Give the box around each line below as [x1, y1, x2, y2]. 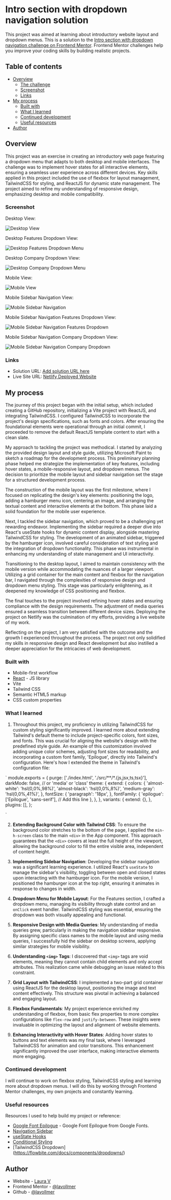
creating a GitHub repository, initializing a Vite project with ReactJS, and [5, 407, 156, 413]
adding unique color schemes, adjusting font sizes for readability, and [12, 748, 159, 755]
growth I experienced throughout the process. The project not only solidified [5, 634, 165, 641]
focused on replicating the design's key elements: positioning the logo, [5, 492, 154, 498]
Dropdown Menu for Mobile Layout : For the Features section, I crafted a [12, 895, 165, 902]
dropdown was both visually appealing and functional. [12, 912, 126, 918]
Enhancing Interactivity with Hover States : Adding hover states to [12, 1032, 153, 1038]
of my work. [5, 619, 31, 626]
